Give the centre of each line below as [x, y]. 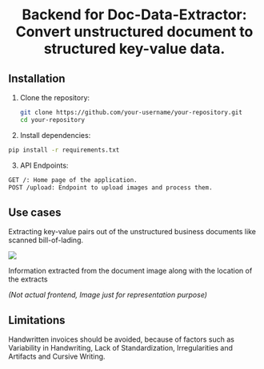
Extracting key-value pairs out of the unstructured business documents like [132, 232]
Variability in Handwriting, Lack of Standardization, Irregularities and [121, 348]
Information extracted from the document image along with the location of [130, 271]
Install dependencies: [55, 135]
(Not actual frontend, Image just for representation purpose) [108, 295]
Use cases [35, 212]
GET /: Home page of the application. [73, 180]
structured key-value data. [134, 49]
